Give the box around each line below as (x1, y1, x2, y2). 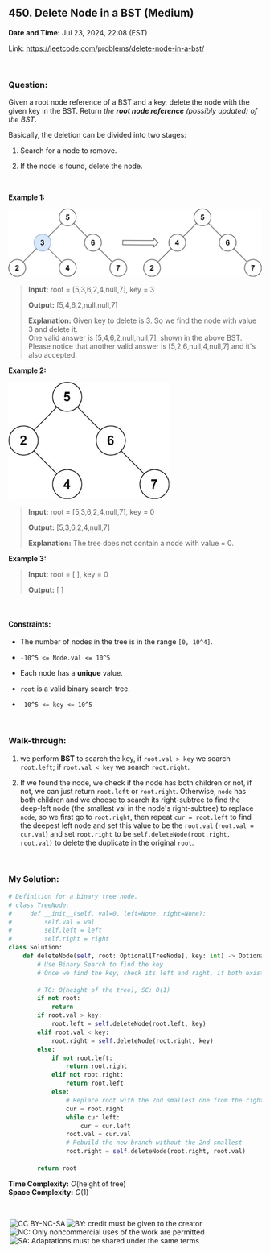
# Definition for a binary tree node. (8, 892, 138, 900)
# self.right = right (8, 935, 110, 943)
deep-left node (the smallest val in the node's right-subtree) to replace (19, 803, 254, 813)
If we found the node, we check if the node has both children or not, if (19, 777, 252, 788)
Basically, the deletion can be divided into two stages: (8, 130, 186, 140)
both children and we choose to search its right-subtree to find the (19, 795, 241, 804)
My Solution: (8, 873, 59, 884)
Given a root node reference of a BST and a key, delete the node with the (8, 97, 251, 107)
